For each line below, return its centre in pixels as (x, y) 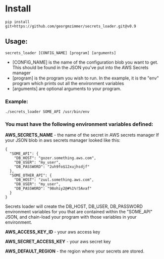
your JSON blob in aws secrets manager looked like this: (63, 140)
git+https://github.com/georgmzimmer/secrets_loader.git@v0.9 (71, 26)
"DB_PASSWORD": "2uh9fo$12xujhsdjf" (52, 167)
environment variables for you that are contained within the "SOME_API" (79, 212)
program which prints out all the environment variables (68, 83)
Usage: (17, 42)
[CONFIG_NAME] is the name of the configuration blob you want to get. (85, 62)
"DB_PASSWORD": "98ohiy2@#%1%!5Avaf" (53, 189)
